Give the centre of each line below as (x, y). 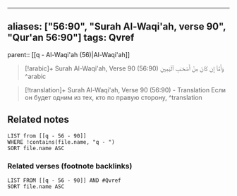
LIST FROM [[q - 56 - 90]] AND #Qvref (64, 180)
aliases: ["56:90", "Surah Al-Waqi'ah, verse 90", (117, 26)
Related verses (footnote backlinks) (70, 166)
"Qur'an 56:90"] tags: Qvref (71, 38)
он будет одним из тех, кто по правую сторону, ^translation (113, 97)
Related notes (38, 120)
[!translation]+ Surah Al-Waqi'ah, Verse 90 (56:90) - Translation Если (125, 90)
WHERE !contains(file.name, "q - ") (61, 142)
